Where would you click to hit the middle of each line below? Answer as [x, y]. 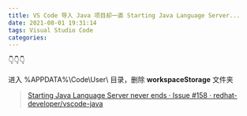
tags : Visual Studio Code [51, 30]
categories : [28, 37]
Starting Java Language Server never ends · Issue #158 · [119, 95]
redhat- [225, 95]
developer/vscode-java [65, 104]
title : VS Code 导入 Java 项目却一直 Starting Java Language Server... [124, 15]
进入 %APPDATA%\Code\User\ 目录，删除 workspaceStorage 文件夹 [121, 80]
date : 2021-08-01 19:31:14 [52, 23]
